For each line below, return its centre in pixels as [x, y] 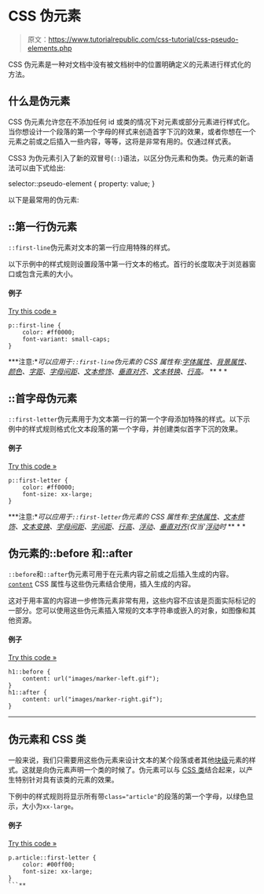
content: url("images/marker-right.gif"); [93, 699]
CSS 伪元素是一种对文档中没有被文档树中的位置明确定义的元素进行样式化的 [130, 64]
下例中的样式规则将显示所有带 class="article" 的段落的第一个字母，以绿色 [128, 796]
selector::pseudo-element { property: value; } [82, 183]
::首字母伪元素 [43, 398]
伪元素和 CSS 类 [47, 740]
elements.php [49, 48]
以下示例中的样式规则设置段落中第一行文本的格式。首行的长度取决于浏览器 [128, 264]
